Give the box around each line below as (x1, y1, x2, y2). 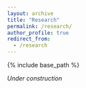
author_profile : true (7, 29, 69, 36)
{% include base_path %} (7, 61, 80, 69)
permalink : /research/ (7, 23, 72, 30)
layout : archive (7, 10, 54, 17)
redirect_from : (7, 36, 51, 43)
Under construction (7, 74, 63, 82)
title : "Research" (7, 16, 60, 23)
